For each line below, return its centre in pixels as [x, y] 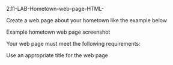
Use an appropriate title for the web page [57, 55]
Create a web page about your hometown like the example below [86, 20]
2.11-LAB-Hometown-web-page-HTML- [55, 9]
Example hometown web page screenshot [58, 32]
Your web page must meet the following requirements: [73, 44]
